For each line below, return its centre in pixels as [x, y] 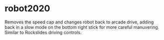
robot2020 [28, 9]
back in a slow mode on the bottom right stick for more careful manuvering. [82, 27]
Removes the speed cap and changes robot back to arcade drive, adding [79, 22]
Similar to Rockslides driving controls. [43, 32]
